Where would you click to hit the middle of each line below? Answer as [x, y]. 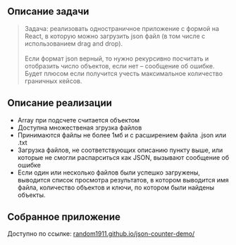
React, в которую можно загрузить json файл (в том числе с [115, 36]
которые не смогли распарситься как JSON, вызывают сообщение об [123, 157]
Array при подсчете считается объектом [78, 120]
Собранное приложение [64, 217]
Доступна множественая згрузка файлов [80, 127]
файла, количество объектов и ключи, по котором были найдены [116, 187]
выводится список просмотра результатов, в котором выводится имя [123, 180]
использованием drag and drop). [74, 43]
